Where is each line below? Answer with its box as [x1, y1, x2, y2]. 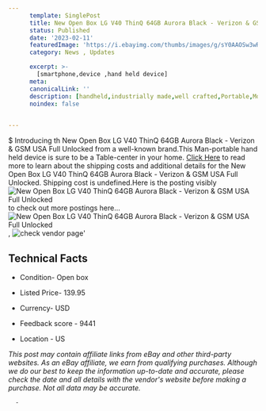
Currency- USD [19, 303, 70, 313]
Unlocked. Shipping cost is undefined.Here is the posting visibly [8, 178, 217, 187]
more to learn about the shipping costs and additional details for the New [8, 161, 246, 171]
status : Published [28, 26, 90, 34]
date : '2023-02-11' [28, 33, 93, 42]
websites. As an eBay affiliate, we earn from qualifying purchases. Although [8, 358, 257, 367]
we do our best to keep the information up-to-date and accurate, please [8, 366, 245, 375]
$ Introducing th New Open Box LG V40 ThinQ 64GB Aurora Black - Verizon [8, 136, 255, 145]
